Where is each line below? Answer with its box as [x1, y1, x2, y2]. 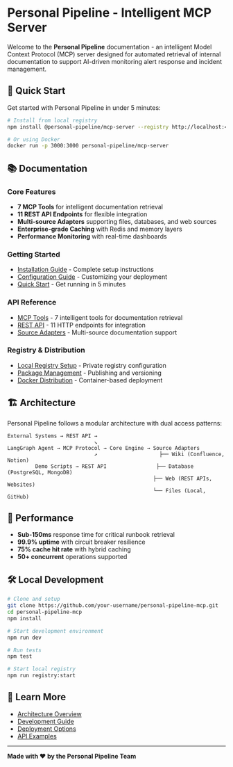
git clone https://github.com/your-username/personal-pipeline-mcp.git [7, 602, 218, 609]
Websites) [7, 481, 36, 488]
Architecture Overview [17, 709, 82, 718]
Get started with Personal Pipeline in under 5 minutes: [7, 103, 161, 112]
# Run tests [7, 647, 42, 654]
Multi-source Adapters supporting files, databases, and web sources [17, 217, 217, 225]
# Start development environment [7, 627, 104, 634]
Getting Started [7, 249, 60, 259]
